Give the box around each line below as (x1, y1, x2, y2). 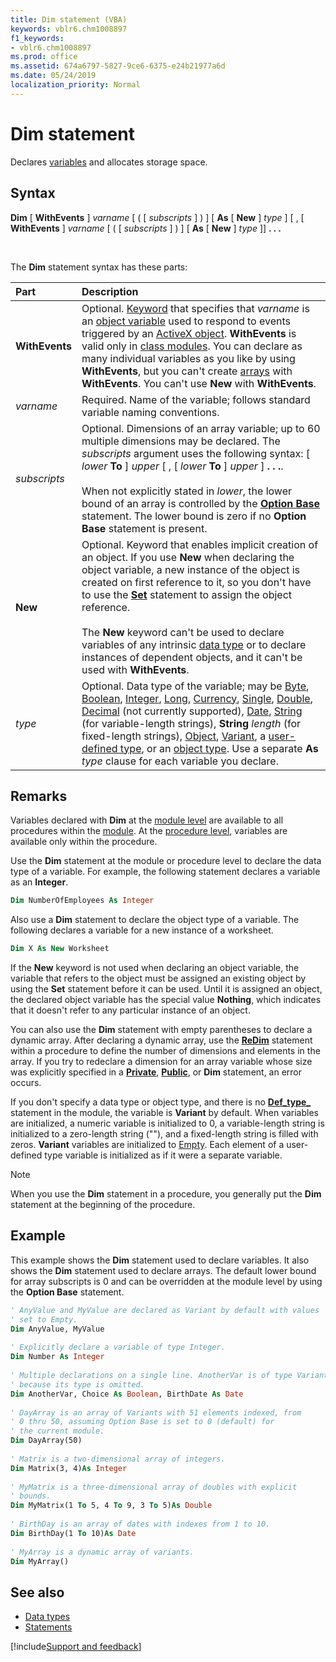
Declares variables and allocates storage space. (10, 156, 208, 168)
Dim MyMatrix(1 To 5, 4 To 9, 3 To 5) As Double (10, 1501, 213, 1511)
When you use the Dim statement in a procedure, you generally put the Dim (10, 1188, 322, 1200)
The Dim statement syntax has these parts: (10, 261, 188, 273)
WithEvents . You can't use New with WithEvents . (81, 376, 317, 390)
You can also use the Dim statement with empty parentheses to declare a (10, 1024, 313, 1036)
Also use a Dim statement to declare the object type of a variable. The (10, 914, 300, 926)
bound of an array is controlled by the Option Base (81, 496, 320, 510)
